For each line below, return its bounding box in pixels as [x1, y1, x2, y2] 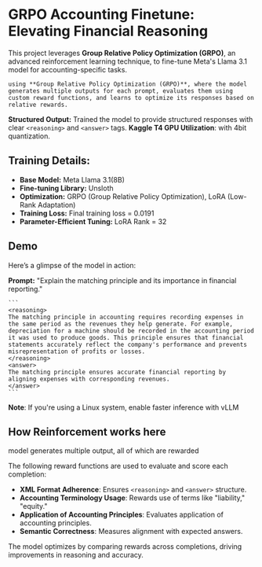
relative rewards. [8, 101, 68, 109]
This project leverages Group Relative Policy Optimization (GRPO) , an [8, 48, 236, 57]
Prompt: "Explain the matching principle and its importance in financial [8, 275, 237, 285]
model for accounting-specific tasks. [8, 64, 128, 74]
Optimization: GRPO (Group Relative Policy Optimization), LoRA [19, 191, 226, 201]
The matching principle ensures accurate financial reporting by [8, 368, 226, 376]
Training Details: [8, 154, 90, 168]
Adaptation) [38, 200, 76, 209]
